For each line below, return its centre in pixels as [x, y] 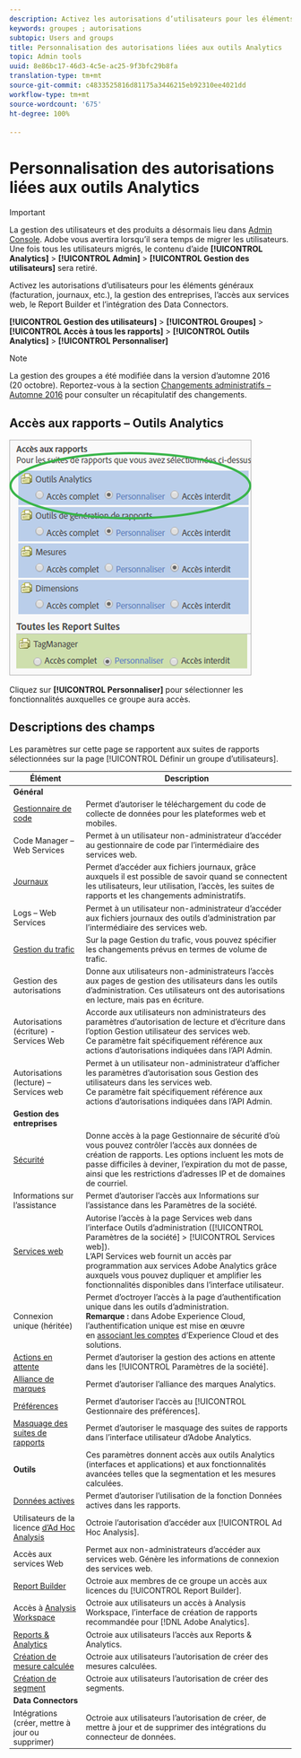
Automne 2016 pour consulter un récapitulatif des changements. [128, 395]
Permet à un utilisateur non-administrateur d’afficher [183, 1063]
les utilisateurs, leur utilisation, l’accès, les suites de [180, 886]
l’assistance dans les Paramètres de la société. [171, 1205]
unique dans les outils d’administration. [157, 1307]
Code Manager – [43, 840]
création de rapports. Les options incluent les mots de [185, 1155]
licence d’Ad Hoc [44, 1527]
